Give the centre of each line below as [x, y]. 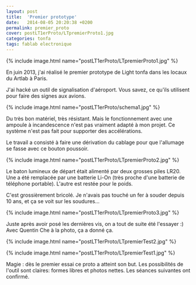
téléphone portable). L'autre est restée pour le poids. [70, 183]
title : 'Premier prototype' [42, 17]
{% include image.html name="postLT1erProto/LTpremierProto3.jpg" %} [93, 212]
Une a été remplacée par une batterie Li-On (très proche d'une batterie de [95, 177]
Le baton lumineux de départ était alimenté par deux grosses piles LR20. [94, 171]
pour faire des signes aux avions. [46, 96]
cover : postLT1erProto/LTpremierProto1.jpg [60, 33]
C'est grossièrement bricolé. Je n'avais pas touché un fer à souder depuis [95, 195]
